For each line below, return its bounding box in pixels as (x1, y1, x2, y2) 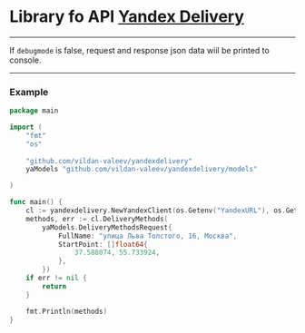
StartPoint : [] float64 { (57, 240, 148, 249)
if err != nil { (25, 274, 88, 283)
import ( (9, 122, 43, 132)
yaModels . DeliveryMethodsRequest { (42, 222, 172, 232)
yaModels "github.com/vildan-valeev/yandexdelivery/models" (25, 165, 258, 174)
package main (9, 106, 59, 115)
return (42, 281, 67, 291)
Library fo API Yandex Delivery (9, 6, 245, 27)
